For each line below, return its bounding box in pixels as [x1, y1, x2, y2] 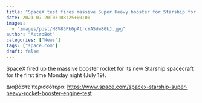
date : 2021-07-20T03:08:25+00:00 [6, 15, 91, 21]
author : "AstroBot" [6, 32, 56, 38]
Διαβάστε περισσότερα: [6, 83, 66, 90]
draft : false [6, 48, 39, 55]
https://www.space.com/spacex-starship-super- [67, 83, 188, 90]
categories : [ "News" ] [6, 37, 61, 43]
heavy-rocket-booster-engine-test [6, 89, 92, 97]
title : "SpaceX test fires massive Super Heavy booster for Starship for [6, 8, 197, 15]
